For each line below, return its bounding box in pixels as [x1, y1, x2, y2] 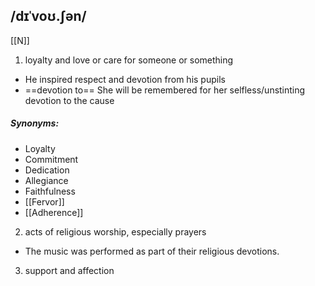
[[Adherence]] [24, 206, 84, 218]
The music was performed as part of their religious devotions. [24, 245, 280, 257]
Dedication [24, 164, 70, 176]
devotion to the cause [24, 94, 115, 106]
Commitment [24, 153, 79, 165]
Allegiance [24, 174, 69, 186]
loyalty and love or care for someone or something [24, 54, 234, 66]
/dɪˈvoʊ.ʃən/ [10, 8, 87, 25]
